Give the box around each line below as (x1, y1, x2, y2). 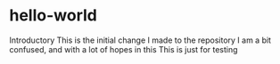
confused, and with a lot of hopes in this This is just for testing (9, 44, 238, 54)
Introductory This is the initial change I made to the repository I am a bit (9, 35, 272, 45)
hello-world (9, 5, 98, 26)
